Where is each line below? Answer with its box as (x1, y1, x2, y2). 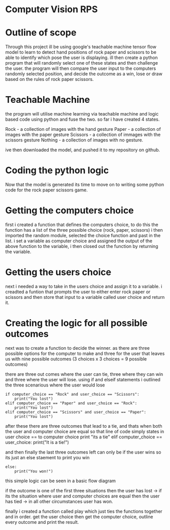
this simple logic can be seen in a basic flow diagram (5, 478, 116, 484)
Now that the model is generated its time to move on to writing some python (5, 182, 164, 187)
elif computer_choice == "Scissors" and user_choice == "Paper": (5, 409, 146, 414)
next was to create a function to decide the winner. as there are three (5, 345, 150, 351)
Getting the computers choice (5, 205, 134, 216)
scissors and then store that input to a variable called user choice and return (5, 294, 165, 300)
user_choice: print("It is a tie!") (5, 439, 70, 445)
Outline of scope (5, 27, 77, 39)
